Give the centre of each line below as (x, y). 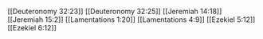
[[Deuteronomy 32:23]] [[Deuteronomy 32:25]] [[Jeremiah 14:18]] (115, 11)
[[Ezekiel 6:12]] (32, 28)
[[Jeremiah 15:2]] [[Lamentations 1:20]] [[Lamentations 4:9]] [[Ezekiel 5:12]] (131, 19)
